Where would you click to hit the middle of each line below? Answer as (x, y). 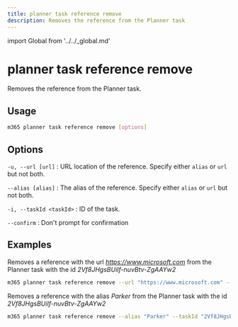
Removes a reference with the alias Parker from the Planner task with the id (117, 296)
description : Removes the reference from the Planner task (96, 21)
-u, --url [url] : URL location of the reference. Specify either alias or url (117, 166)
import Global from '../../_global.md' (59, 40)
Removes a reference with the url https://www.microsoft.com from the (110, 262)
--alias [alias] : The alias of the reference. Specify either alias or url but (118, 188)
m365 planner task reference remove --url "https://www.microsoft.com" (115, 282)
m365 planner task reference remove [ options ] (77, 127)
